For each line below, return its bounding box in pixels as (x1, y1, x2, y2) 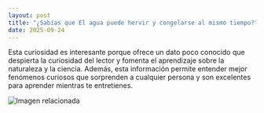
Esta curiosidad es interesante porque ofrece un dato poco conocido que (8, 48, 245, 57)
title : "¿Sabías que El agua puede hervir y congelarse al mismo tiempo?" (8, 19, 258, 27)
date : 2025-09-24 (8, 26, 65, 34)
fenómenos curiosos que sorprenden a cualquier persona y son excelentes (8, 72, 251, 82)
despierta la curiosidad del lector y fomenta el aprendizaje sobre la (8, 56, 225, 65)
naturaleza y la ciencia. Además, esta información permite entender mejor (8, 64, 247, 74)
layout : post (8, 11, 51, 20)
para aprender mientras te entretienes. (8, 81, 134, 90)
